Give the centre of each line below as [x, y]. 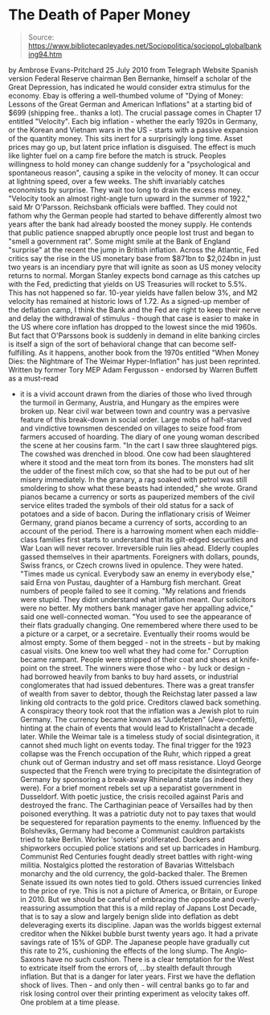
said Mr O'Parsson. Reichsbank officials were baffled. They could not [123, 206]
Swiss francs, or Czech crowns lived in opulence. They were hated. [131, 565]
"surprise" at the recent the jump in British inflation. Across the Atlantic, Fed [134, 250]
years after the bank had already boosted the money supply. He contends [130, 224]
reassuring [38, 908]
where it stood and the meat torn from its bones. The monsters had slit [137, 462]
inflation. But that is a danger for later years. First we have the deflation [137, 976]
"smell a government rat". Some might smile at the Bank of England [119, 241]
